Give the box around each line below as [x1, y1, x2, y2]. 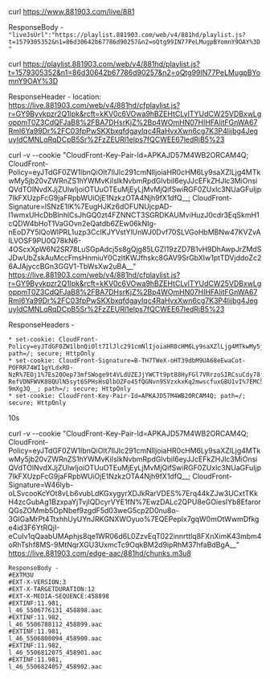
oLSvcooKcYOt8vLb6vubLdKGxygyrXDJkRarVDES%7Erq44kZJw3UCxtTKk [8, 489, 259, 498]
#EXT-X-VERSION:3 [8, 578, 67, 586]
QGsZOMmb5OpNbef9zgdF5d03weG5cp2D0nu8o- [8, 506, 179, 515]
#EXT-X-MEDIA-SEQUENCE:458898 [8, 592, 110, 600]
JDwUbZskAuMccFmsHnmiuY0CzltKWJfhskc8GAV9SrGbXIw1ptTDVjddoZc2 [8, 253, 262, 263]
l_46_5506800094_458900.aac [8, 635, 103, 643]
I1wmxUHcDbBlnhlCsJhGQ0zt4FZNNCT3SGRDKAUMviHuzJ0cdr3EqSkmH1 [8, 210, 260, 220]
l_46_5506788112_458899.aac [8, 620, 103, 628]
